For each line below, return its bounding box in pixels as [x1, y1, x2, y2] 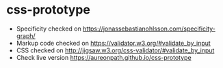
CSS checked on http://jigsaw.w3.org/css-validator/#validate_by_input [16, 46, 215, 54]
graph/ [16, 31, 36, 39]
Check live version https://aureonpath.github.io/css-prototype [16, 53, 192, 61]
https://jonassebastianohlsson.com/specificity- [82, 24, 216, 33]
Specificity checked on [16, 24, 81, 33]
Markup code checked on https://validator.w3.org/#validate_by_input [16, 39, 211, 47]
